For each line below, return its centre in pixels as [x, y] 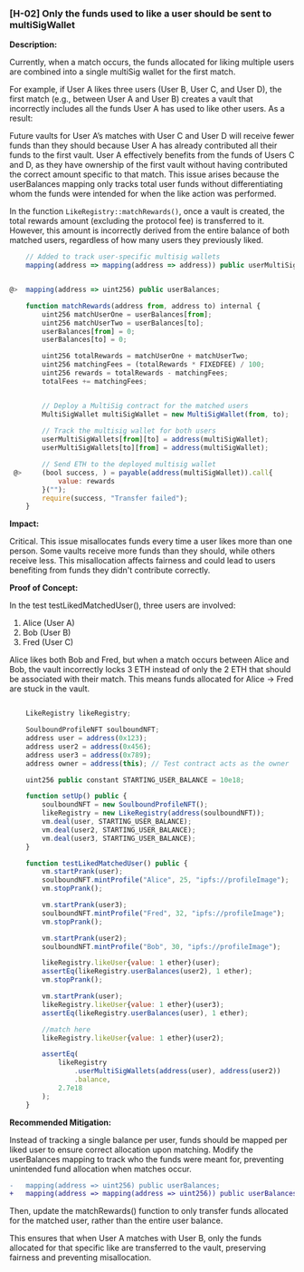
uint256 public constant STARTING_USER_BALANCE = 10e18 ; [135, 780]
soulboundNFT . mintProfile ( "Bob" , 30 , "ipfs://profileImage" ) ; [161, 946]
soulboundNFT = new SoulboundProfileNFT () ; [125, 805]
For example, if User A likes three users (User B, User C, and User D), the [146, 90]
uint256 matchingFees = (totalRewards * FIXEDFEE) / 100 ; [153, 365]
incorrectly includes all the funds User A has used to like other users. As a [147, 109]
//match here [66, 1029]
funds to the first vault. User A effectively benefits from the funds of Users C [152, 155]
